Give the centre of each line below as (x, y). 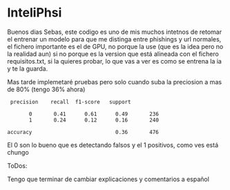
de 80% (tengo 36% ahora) (46, 89)
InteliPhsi (35, 13)
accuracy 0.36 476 (83, 132)
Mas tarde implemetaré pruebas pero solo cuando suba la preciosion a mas (115, 82)
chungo (18, 152)
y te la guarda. (28, 68)
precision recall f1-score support (70, 102)
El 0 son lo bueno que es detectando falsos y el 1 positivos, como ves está (113, 145)
